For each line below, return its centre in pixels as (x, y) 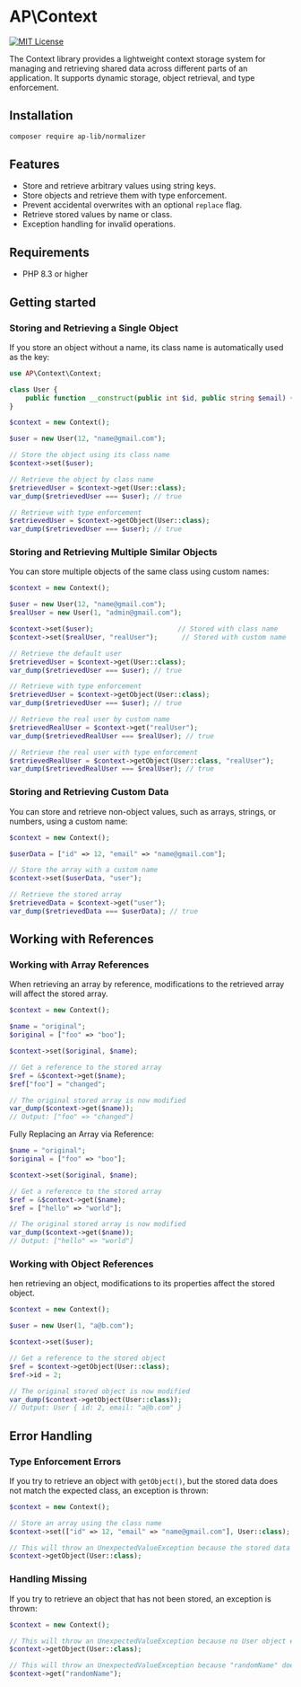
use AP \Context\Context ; (56, 373)
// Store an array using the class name (86, 1523)
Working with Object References (82, 1264)
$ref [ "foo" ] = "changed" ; (57, 1084)
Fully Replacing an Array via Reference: (82, 1135)
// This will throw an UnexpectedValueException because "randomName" (144, 1665)
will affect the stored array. (59, 994)
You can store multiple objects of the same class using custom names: (139, 571)
